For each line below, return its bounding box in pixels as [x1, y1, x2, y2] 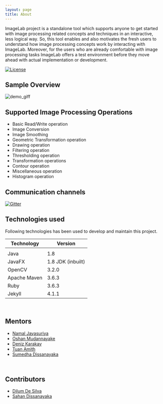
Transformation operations [12, 158, 66, 164]
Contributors [5, 375, 46, 383]
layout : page [5, 7, 32, 12]
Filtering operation [12, 147, 50, 153]
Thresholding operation [12, 152, 60, 158]
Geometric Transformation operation [12, 137, 86, 143]
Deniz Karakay [12, 341, 42, 347]
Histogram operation [12, 174, 54, 180]
